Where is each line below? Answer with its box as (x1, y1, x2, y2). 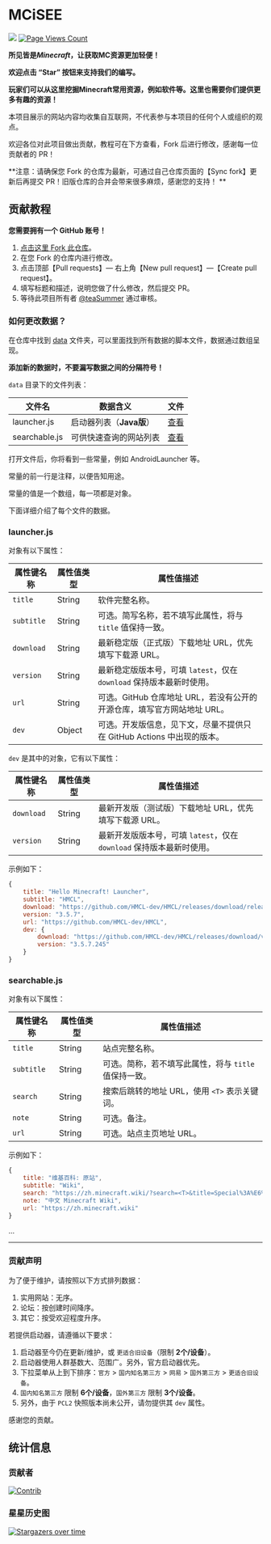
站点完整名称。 (102, 1043, 160, 1055)
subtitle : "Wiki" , (23, 1182, 85, 1190)
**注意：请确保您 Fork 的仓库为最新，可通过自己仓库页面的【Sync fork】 (8, 166, 250, 176)
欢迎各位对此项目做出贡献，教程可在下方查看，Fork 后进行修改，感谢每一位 (8, 139, 259, 149)
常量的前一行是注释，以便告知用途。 (8, 472, 129, 481)
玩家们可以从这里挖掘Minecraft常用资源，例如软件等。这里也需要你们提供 (8, 84, 254, 94)
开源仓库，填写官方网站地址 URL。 (98, 704, 229, 715)
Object (56, 725, 83, 736)
